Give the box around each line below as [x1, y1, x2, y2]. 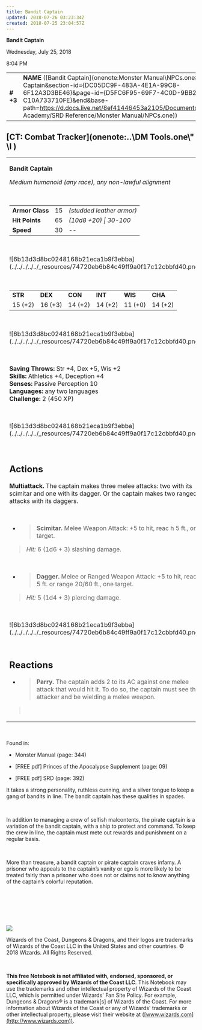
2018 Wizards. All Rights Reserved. [6, 949, 93, 956]
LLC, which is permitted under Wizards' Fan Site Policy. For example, [6, 991, 177, 999]
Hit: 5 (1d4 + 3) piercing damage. [26, 593, 121, 601]
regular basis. [6, 836, 40, 843]
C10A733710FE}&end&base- [23, 96, 109, 104]
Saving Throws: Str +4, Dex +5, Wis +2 [9, 365, 121, 373]
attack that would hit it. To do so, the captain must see [36, 685, 189, 694]
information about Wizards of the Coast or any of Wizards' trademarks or [6, 1005, 188, 1012]
